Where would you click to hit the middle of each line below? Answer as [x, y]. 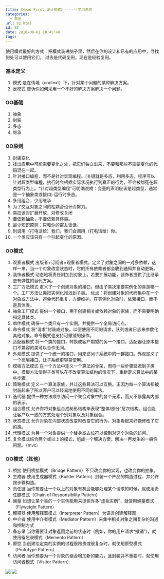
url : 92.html [19, 23]
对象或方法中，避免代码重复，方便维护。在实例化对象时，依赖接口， [81, 299]
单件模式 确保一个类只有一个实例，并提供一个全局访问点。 [71, 323]
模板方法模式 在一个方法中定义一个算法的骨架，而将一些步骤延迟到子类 [83, 366]
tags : [11, 37]
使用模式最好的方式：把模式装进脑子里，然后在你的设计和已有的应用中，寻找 [82, 51]
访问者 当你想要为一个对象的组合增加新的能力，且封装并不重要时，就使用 [86, 556]
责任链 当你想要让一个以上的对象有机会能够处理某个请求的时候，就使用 [83, 489]
